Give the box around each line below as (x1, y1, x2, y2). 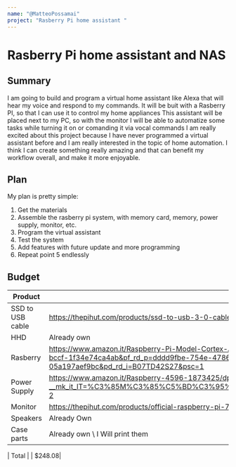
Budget (7, 271, 40, 283)
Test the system (17, 236, 65, 244)
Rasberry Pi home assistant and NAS (7, 47, 226, 63)
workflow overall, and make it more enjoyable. (7, 153, 140, 162)
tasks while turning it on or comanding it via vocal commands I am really (7, 124, 216, 132)
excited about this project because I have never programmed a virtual (7, 131, 209, 139)
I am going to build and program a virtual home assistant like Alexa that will (7, 93, 224, 102)
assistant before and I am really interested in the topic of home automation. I (7, 138, 228, 147)
